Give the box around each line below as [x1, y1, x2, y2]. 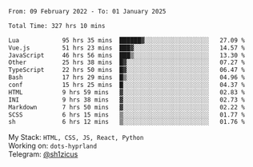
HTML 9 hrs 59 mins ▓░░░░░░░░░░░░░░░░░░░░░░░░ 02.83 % [8, 88, 246, 96]
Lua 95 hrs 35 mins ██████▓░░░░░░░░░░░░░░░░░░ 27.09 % [8, 36, 246, 44]
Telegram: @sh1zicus [8, 149, 78, 159]
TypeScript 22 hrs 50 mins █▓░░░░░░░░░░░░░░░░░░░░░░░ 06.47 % [8, 66, 246, 74]
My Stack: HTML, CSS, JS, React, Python [8, 133, 144, 142]
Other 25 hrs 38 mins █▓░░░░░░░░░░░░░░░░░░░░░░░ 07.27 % [8, 58, 246, 67]
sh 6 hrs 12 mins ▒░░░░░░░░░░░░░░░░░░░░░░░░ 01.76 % [8, 118, 246, 126]
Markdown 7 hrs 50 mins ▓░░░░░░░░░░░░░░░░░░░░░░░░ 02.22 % [8, 103, 246, 111]
